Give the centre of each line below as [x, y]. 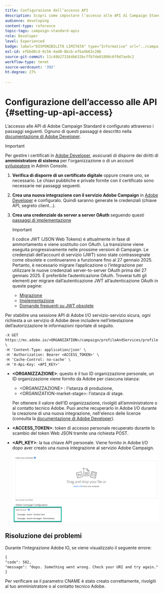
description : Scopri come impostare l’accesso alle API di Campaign [76, 15]
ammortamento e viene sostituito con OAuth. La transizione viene [78, 244]
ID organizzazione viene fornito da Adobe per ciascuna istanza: [76, 378]
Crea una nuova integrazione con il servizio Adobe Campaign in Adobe [85, 195]
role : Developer [21, 36]
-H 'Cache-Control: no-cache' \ [38, 359]
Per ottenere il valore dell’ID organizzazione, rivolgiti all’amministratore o [85, 403]
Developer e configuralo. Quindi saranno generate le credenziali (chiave [84, 200]
